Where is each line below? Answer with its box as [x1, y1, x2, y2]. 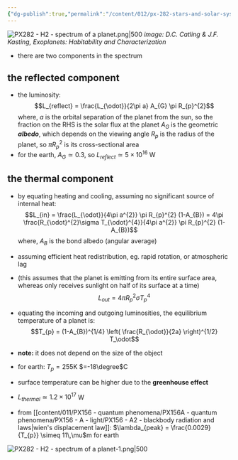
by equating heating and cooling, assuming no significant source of [17, 191, 215, 200]
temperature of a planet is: [17, 316, 96, 324]
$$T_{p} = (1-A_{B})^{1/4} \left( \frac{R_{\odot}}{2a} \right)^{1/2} [30, 328, 218, 336]
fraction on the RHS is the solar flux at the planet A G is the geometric [17, 120, 218, 131]
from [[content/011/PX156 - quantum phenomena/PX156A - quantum [17, 408, 217, 417]
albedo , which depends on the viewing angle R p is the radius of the [17, 129, 215, 140]
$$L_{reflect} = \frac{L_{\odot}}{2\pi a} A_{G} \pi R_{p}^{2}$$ [34, 102, 215, 110]
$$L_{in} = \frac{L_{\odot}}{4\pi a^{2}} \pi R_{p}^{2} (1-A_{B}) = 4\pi [24, 210, 224, 219]
